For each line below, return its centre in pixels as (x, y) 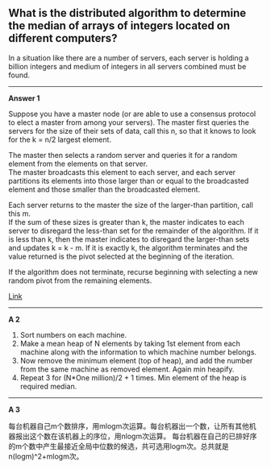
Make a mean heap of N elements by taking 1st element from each (130, 343)
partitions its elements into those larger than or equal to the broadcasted (129, 181)
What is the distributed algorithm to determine (127, 13)
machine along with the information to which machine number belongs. (138, 352)
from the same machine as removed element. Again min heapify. (127, 369)
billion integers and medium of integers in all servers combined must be (127, 66)
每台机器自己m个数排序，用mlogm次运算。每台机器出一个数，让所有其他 (129, 425)
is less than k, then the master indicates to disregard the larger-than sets (129, 239)
